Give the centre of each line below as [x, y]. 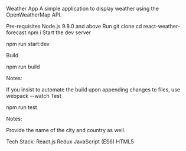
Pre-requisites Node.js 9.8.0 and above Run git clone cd [74, 26]
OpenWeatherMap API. [34, 15]
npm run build [23, 67]
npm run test [22, 107]
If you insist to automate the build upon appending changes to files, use [93, 90]
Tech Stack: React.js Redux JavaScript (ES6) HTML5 [70, 142]
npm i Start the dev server [59, 32]
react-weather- [162, 26]
